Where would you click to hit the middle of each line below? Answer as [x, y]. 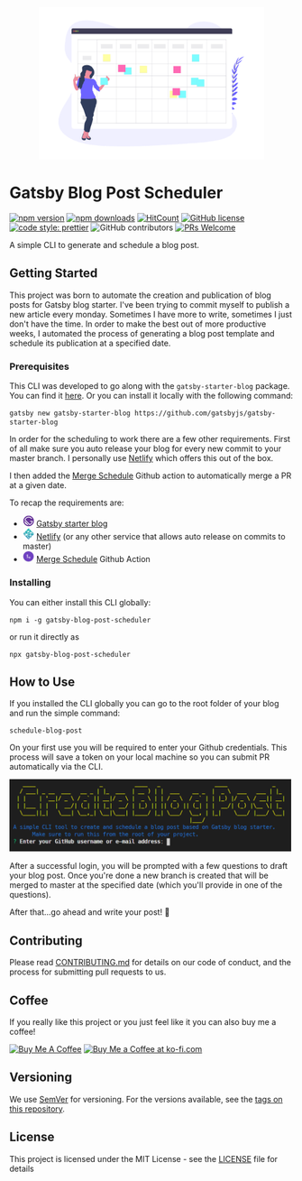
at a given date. [38, 484]
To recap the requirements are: [67, 503]
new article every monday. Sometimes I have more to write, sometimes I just [151, 314]
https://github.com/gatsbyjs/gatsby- [205, 413]
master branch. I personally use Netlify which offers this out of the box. [142, 457]
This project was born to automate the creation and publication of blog [141, 295]
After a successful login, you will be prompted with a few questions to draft [149, 866]
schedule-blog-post [46, 731]
